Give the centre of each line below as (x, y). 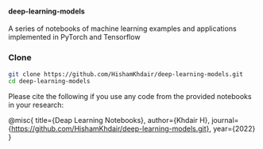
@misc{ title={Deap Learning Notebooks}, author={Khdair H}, (109, 120)
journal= (225, 120)
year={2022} (234, 129)
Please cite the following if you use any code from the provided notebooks (130, 97)
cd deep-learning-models (49, 82)
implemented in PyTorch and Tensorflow (74, 37)
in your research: (36, 105)
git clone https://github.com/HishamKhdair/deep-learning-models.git (126, 74)
